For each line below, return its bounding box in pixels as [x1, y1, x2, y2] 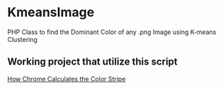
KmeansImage [7, 4, 95, 21]
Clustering [7, 35, 38, 43]
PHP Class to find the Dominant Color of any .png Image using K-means [7, 28, 217, 36]
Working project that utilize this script [7, 56, 178, 68]
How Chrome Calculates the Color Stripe [7, 74, 126, 83]
